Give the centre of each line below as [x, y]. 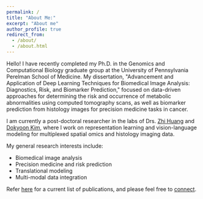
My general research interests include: [55, 146]
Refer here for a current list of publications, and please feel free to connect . [102, 189]
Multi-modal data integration [51, 177]
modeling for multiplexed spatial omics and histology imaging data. [90, 134]
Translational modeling [44, 171]
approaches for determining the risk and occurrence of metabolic [89, 96]
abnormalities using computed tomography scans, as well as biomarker [96, 102]
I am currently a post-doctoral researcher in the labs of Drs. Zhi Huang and [100, 121]
